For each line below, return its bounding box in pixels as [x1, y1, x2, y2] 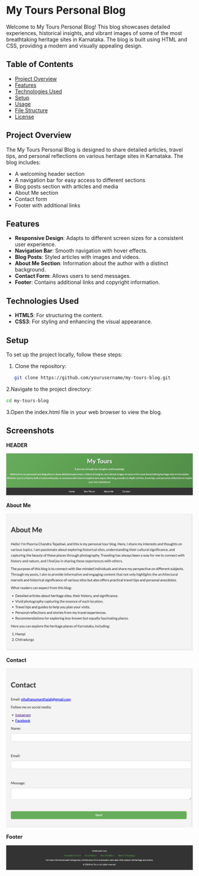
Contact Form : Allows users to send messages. [14, 273, 131, 280]
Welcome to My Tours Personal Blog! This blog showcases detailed [6, 23, 171, 30]
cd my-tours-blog [6, 397, 49, 404]
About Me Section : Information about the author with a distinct [14, 260, 169, 267]
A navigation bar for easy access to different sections [14, 176, 146, 184]
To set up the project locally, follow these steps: [6, 351, 123, 358]
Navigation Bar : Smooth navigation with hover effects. [14, 247, 148, 254]
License [14, 113, 34, 120]
